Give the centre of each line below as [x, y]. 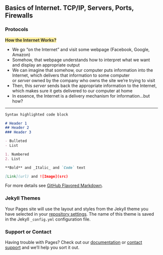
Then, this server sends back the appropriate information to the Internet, [84, 85]
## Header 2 [17, 128]
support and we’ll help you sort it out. [42, 248]
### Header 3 [18, 132]
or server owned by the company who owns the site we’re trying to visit [83, 80]
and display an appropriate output [46, 65]
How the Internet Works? [31, 40]
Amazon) [21, 54]
